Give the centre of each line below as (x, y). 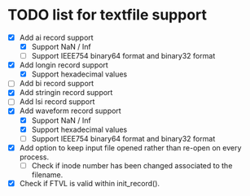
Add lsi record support (57, 102)
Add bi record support (57, 84)
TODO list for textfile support (107, 15)
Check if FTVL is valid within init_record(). (90, 183)
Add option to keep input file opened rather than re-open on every (130, 147)
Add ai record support (57, 37)
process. (34, 157)
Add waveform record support (70, 111)
